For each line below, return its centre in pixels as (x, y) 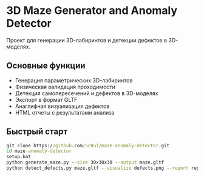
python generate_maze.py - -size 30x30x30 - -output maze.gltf (85, 162)
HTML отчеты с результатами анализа (65, 112)
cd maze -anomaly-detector (39, 151)
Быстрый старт (37, 132)
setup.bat (19, 157)
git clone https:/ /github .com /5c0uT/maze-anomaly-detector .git (88, 145)
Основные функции (46, 66)
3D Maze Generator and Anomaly (92, 11)
